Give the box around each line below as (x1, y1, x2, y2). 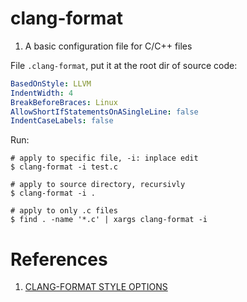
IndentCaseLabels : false (10, 116, 114, 126)
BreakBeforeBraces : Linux (10, 97, 118, 107)
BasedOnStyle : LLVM (10, 78, 92, 89)
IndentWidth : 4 (10, 88, 74, 98)
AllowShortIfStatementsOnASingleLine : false (10, 107, 199, 117)
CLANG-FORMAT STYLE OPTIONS (24, 281, 168, 293)
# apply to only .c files (10, 206, 118, 216)
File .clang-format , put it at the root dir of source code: (10, 59, 238, 71)
